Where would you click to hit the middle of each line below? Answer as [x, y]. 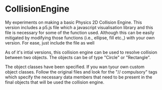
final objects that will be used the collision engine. [55, 82]
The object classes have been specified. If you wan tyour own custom [75, 67]
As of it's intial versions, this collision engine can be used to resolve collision [81, 52]
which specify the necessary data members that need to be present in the [79, 77]
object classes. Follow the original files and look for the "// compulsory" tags [81, 72]
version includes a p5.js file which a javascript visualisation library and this [79, 27]
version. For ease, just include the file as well [50, 43]
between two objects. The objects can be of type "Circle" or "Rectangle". [78, 57]
